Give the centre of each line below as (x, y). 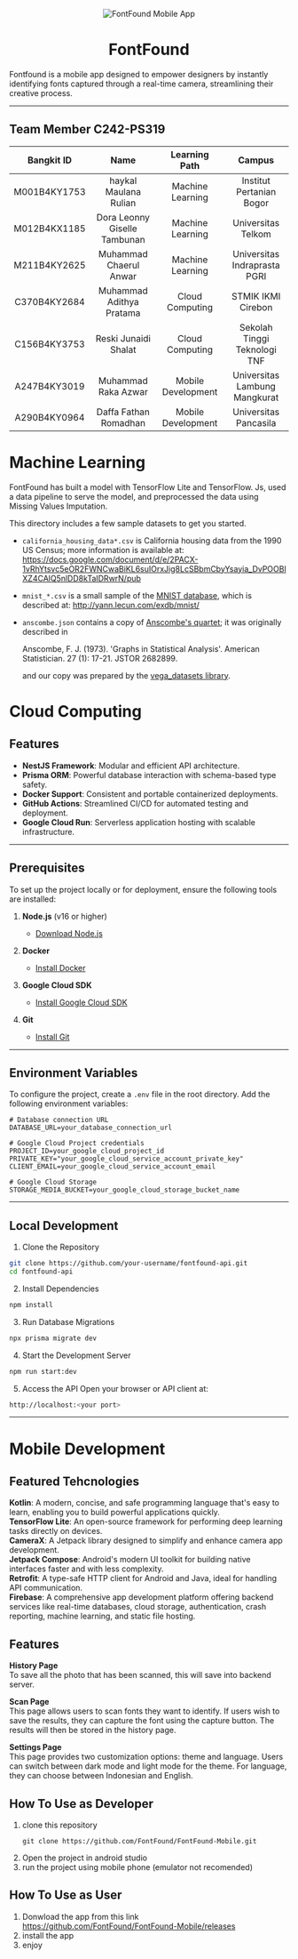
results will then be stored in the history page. (93, 1730)
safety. (35, 784)
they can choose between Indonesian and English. (101, 1776)
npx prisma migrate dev (53, 1338)
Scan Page (29, 1702)
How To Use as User (66, 1895)
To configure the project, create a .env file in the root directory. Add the (140, 1095)
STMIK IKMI (256, 296)
